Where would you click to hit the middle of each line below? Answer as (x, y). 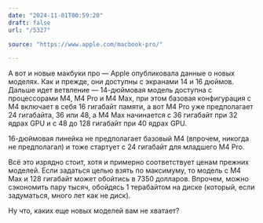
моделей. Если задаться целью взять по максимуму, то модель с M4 (125, 170)
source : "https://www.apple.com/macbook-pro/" (86, 44)
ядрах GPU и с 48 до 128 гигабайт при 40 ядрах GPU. (97, 123)
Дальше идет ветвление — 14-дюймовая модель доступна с (110, 90)
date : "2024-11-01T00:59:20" (56, 15)
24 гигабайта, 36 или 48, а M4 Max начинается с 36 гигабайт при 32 (123, 115)
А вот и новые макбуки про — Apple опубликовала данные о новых (122, 73)
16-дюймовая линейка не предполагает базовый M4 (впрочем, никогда (129, 139)
